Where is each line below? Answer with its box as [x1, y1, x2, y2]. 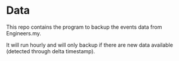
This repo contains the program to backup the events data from [6, 23, 162, 30]
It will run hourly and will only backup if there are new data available [6, 41, 173, 48]
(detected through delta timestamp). [6, 47, 95, 54]
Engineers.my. [6, 29, 42, 36]
